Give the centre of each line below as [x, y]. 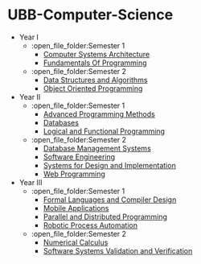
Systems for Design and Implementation [109, 165]
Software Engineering [79, 157]
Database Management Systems [97, 148]
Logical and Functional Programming [104, 131]
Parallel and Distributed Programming [105, 217]
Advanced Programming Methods [99, 113]
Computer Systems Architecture [96, 54]
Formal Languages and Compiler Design [110, 200]
